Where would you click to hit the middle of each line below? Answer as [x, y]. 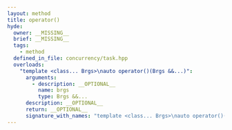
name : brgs [54, 90]
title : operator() [33, 20]
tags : [21, 45]
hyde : [15, 26]
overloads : [29, 65]
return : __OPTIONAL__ [57, 109]
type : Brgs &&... [63, 97]
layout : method [29, 13]
